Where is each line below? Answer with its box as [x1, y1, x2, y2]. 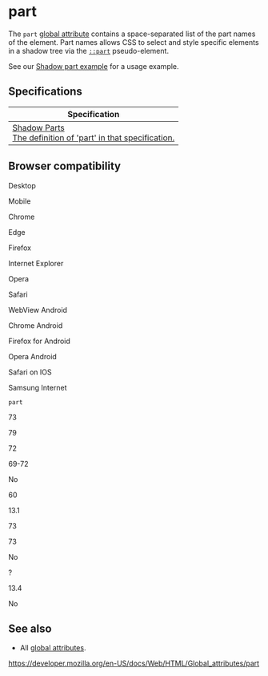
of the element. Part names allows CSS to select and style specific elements [8, 37, 259, 47]
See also [8, 621, 52, 635]
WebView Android [8, 305, 68, 314]
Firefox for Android [8, 336, 70, 346]
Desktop [8, 180, 36, 190]
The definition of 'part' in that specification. [12, 132, 175, 143]
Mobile [8, 196, 31, 206]
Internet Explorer [8, 258, 64, 268]
